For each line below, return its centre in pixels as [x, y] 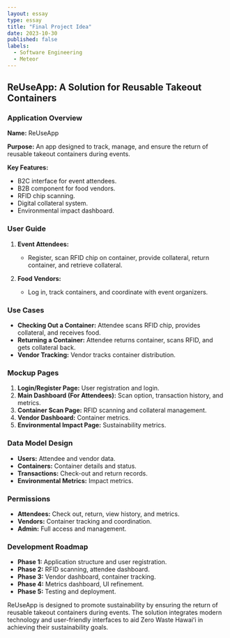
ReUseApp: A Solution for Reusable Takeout [105, 88]
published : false [32, 40]
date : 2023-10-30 [32, 33]
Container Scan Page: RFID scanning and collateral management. [112, 410]
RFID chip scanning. [46, 196]
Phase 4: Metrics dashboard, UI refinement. [80, 584]
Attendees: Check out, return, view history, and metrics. [98, 514]
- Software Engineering [48, 53]
